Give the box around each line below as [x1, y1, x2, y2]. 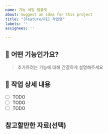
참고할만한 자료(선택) [5, 121, 66, 130]
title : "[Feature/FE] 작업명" [5, 16, 65, 21]
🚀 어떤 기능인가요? [5, 50, 59, 58]
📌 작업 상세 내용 [5, 80, 51, 89]
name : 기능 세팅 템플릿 [5, 7, 47, 12]
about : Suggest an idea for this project [5, 12, 93, 17]
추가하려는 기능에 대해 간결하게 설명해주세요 [17, 64, 103, 70]
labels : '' [5, 21, 28, 26]
